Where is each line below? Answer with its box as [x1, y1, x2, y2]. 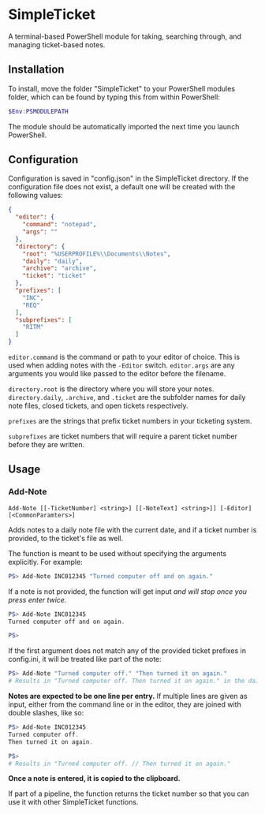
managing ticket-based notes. [8, 39, 106, 49]
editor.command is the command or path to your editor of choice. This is [8, 353, 241, 362]
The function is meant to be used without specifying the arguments [8, 548, 227, 558]
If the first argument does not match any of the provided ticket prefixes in [8, 646, 247, 655]
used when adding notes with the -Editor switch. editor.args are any [8, 360, 235, 370]
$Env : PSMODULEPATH [8, 107, 69, 115]
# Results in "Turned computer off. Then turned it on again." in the [8, 677, 245, 685]
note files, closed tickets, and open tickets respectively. [8, 401, 188, 411]
